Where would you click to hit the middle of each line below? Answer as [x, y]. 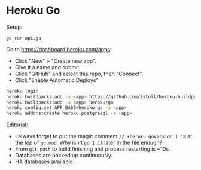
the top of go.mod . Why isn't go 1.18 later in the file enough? [89, 143]
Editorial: [17, 125]
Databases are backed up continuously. [64, 156]
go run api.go [24, 38]
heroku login [22, 91]
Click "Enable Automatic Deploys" [57, 80]
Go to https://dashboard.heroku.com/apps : [59, 49]
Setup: [14, 27]
